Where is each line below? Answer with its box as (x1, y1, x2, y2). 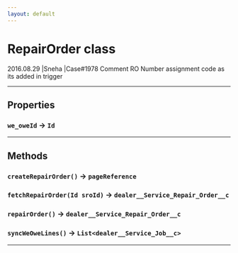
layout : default (7, 10, 55, 18)
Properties (7, 99, 55, 111)
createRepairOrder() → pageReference (7, 171, 137, 181)
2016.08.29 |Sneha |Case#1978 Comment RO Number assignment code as (7, 64, 225, 73)
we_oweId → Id (7, 120, 55, 130)
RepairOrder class (7, 40, 116, 57)
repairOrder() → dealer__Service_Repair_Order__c (7, 209, 181, 219)
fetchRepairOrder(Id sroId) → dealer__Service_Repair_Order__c (7, 190, 229, 200)
